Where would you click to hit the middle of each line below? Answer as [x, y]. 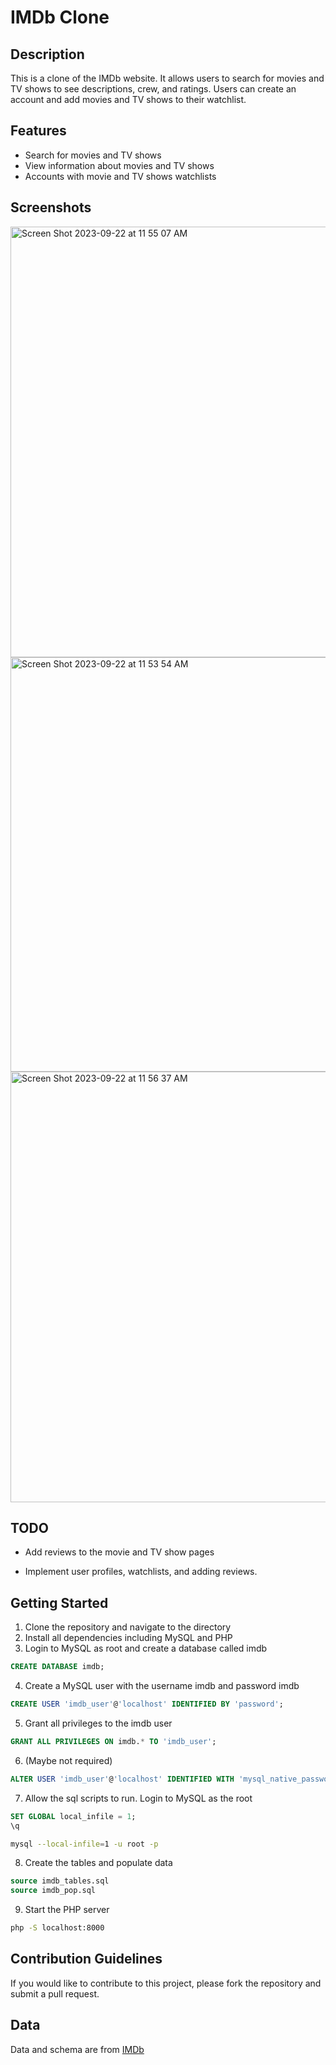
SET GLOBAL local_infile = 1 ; [73, 1816]
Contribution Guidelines [86, 1959]
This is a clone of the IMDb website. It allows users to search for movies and [167, 78]
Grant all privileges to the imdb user [98, 1723]
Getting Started [59, 1602]
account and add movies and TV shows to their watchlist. [128, 99]
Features [38, 131]
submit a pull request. [55, 1993]
